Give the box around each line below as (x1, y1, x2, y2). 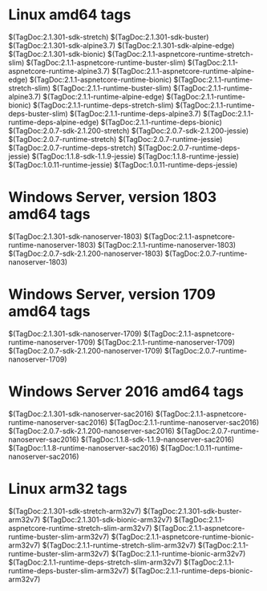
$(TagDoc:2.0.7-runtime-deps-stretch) (8, 143, 136, 152)
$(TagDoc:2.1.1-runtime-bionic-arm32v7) (111, 548, 246, 558)
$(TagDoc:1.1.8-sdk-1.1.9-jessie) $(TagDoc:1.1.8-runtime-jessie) (31, 151, 239, 161)
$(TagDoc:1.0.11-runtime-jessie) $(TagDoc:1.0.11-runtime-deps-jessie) (8, 160, 238, 169)
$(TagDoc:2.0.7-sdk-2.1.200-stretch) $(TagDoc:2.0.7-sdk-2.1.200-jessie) (8, 126, 249, 136)
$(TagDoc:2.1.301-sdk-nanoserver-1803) (8, 231, 143, 241)
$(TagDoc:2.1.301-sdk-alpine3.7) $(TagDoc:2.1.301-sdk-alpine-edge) (8, 40, 235, 50)
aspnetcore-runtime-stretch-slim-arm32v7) (8, 523, 152, 532)
